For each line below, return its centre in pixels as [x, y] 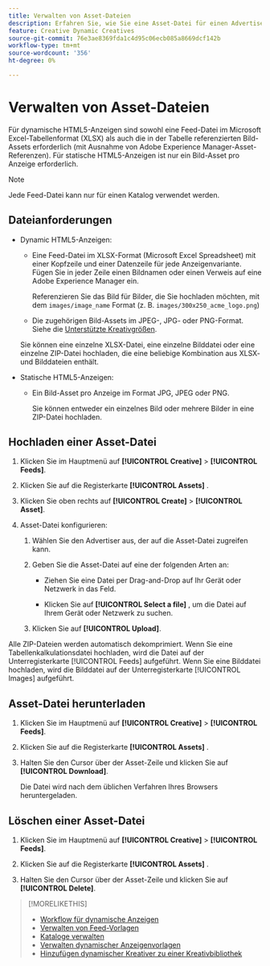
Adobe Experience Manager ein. [85, 280]
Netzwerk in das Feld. [80, 589]
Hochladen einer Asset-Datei [82, 442]
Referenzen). [30, 155]
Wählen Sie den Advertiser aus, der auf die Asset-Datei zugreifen [140, 541]
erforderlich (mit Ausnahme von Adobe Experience [117, 146]
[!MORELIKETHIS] [57, 904]
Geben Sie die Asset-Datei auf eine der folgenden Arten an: [130, 565]
